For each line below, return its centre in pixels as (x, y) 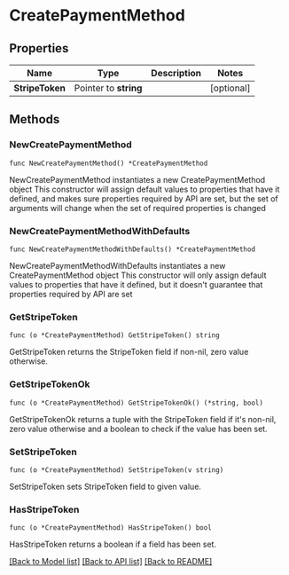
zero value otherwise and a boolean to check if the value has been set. (138, 429)
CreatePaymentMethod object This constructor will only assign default (138, 275)
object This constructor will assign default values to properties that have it (144, 189)
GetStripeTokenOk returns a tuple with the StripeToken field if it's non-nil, (143, 419)
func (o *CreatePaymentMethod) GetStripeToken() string (114, 335)
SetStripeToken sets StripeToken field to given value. (105, 486)
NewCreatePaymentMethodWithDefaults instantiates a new (117, 265)
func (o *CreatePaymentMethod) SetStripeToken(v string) (117, 470)
